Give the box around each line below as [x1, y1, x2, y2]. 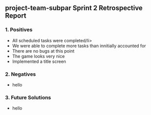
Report [5, 12, 26, 20]
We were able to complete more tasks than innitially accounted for [12, 43, 146, 49]
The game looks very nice [12, 53, 65, 59]
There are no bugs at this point [12, 48, 75, 54]
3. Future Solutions [5, 94, 51, 101]
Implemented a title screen [12, 58, 66, 64]
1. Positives [5, 27, 33, 33]
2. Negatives [5, 71, 36, 78]
